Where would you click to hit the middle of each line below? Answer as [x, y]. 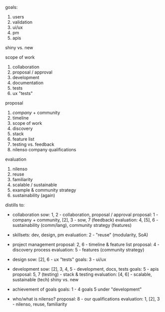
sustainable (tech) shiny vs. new [45, 280]
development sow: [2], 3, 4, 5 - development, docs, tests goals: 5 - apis [85, 269]
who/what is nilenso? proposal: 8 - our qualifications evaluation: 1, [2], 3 [86, 299]
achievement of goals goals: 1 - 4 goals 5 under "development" [77, 289]
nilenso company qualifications [44, 150]
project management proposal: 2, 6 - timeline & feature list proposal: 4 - [86, 244]
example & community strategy [44, 190]
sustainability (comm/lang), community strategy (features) [72, 225]
